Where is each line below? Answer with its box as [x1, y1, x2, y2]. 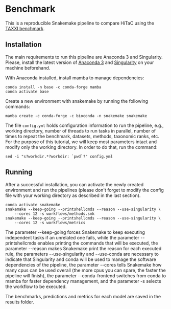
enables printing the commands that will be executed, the [37, 240, 158, 246]
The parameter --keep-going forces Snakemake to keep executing [5, 229, 145, 235]
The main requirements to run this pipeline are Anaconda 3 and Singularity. [5, 54, 163, 60]
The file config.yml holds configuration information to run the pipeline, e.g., [5, 122, 164, 128]
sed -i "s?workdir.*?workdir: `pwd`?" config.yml [5, 154, 113, 159]
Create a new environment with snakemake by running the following [5, 98, 149, 104]
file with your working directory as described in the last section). [5, 192, 141, 198]
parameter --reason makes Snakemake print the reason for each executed [5, 245, 162, 251]
